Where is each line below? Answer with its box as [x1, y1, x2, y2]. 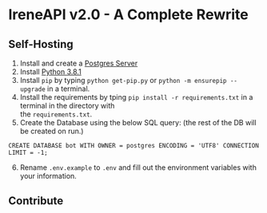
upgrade [19, 85, 46, 93]
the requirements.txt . [19, 109, 93, 119]
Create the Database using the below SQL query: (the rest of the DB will [19, 118, 257, 127]
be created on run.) [19, 126, 84, 136]
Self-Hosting [8, 37, 74, 51]
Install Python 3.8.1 [19, 67, 82, 77]
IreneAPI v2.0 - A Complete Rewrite [8, 6, 249, 24]
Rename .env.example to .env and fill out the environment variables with [19, 163, 257, 172]
